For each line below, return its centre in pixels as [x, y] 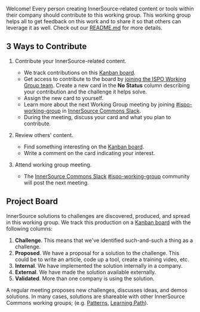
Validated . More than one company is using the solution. [84, 278]
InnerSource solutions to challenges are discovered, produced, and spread [98, 216]
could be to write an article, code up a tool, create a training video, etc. [102, 259]
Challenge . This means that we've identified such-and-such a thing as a [104, 240]
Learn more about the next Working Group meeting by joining [99, 104]
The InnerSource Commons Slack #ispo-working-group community [107, 176]
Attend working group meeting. [53, 165]
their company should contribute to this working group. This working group [99, 15]
